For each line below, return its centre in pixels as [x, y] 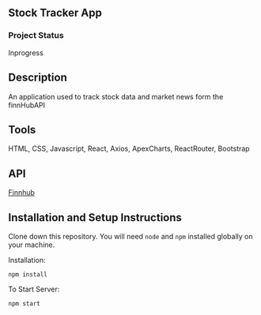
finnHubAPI [27, 105]
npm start [25, 303]
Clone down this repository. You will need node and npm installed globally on [130, 236]
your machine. [32, 245]
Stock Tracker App [55, 13]
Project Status [36, 36]
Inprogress [26, 52]
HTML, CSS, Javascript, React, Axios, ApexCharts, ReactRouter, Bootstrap [129, 148]
